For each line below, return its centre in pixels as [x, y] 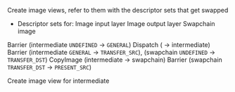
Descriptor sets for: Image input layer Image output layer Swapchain [116, 24]
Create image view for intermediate [58, 81]
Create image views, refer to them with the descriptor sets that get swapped [118, 10]
